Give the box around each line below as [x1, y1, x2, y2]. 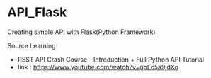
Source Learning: [7, 41, 58, 50]
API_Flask [7, 4, 67, 21]
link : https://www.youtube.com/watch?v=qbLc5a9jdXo [17, 62, 179, 71]
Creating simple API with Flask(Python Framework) [7, 28, 156, 36]
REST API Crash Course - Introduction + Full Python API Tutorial [17, 55, 204, 64]
